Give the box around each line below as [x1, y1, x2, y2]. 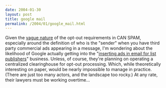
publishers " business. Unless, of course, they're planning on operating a [5, 56, 153, 62]
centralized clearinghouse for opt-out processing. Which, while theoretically [5, 61, 161, 67]
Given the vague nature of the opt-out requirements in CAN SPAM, [5, 35, 141, 41]
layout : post [5, 12, 32, 17]
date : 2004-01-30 [5, 7, 41, 12]
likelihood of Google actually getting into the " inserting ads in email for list [5, 51, 157, 57]
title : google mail [5, 16, 46, 21]
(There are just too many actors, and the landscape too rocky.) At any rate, [5, 72, 158, 78]
